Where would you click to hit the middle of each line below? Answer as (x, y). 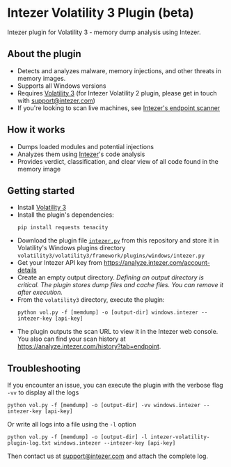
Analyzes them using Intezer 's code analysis (81, 154)
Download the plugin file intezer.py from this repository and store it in (118, 240)
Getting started (41, 191)
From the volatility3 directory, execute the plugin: (91, 300)
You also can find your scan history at (72, 339)
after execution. (40, 292)
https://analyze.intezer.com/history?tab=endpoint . (89, 346)
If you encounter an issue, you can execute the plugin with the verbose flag (115, 385)
